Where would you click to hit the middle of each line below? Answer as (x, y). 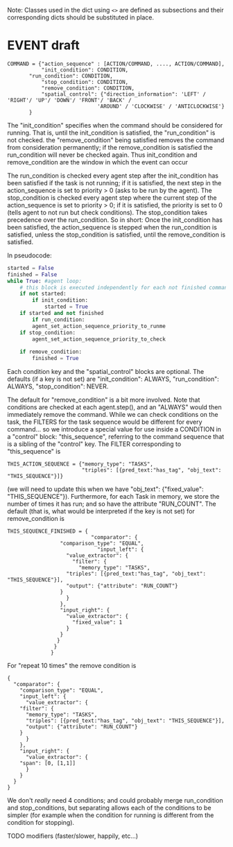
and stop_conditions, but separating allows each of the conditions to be (109, 808)
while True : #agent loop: (44, 281)
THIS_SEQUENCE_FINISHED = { (48, 531)
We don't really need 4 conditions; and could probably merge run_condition (115, 801)
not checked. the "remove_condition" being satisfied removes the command (116, 140)
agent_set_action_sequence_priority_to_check (99, 339)
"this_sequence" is (34, 452)
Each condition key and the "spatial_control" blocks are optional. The (106, 372)
